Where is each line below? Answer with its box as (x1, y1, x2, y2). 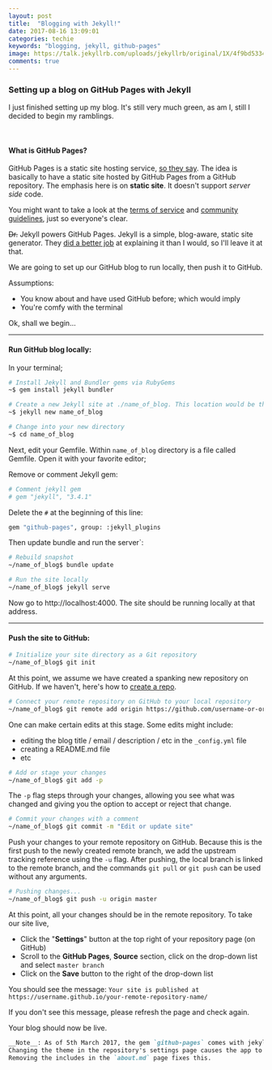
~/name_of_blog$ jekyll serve (8, 583, 111, 591)
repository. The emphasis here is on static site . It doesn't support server (8, 180, 251, 191)
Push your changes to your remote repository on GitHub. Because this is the (8, 838, 263, 847)
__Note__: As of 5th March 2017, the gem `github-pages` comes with (8, 1038, 244, 1046)
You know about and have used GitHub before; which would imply (19, 294, 241, 304)
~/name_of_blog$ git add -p (8, 776, 104, 784)
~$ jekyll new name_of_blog (8, 408, 104, 417)
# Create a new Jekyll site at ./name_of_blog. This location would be (8, 401, 255, 409)
